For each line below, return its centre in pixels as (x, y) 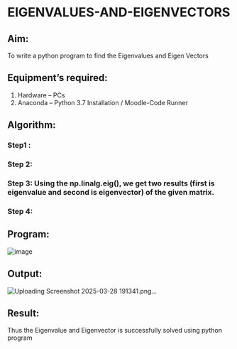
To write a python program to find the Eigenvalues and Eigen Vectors (108, 55)
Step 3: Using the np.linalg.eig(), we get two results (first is (111, 183)
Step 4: (20, 211)
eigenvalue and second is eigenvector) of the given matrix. (111, 192)
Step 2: (20, 164)
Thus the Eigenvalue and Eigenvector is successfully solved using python (115, 331)
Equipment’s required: (57, 78)
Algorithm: (32, 125)
